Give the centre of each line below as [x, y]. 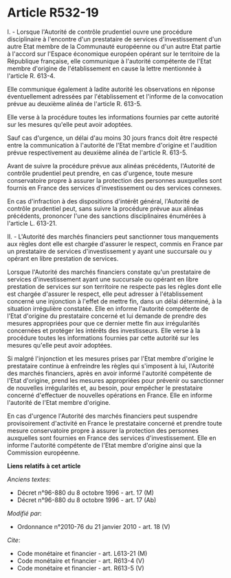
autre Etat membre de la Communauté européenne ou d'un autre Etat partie [114, 46]
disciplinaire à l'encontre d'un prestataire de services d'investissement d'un [114, 39]
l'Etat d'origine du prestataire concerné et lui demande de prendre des [107, 316]
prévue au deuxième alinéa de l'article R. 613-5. [75, 103]
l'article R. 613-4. [31, 76]
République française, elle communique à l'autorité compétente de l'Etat [109, 61]
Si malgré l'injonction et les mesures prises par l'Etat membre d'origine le [111, 358]
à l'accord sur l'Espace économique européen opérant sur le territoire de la [113, 54]
